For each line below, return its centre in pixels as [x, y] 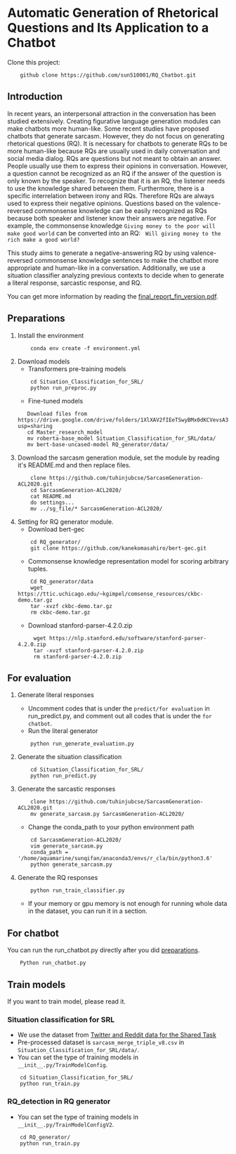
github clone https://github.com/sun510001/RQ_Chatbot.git [108, 75]
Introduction [35, 97]
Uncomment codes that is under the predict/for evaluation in [119, 708]
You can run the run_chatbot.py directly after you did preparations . [104, 950]
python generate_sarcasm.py [71, 865]
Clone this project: [34, 62]
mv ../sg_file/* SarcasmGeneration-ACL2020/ [97, 508]
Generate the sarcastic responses [66, 789]
